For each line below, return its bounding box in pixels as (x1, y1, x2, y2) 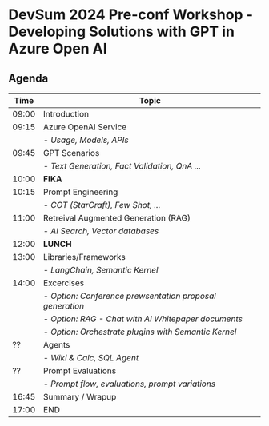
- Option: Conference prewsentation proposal (42, 290, 216, 301)
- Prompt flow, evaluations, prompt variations (42, 378, 216, 389)
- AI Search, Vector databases (42, 225, 159, 237)
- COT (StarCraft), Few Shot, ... (42, 200, 161, 210)
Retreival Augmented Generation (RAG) (42, 213, 191, 223)
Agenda (8, 71, 49, 85)
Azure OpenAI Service (42, 121, 127, 133)
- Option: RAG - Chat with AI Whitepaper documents (42, 313, 243, 324)
